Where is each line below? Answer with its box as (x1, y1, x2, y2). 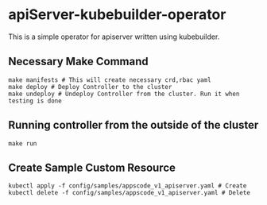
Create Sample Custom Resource (8, 161, 176, 174)
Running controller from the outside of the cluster (8, 118, 259, 132)
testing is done (8, 97, 62, 105)
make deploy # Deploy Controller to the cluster (8, 83, 172, 91)
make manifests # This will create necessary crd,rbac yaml (8, 75, 212, 84)
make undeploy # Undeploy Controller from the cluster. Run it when (8, 90, 240, 98)
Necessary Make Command (8, 55, 149, 68)
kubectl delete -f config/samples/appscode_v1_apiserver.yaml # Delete (8, 189, 250, 197)
